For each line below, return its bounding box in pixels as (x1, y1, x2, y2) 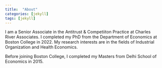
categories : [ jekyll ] (5, 11, 49, 16)
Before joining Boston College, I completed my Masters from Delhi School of (5, 54, 157, 59)
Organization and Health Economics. (5, 44, 78, 50)
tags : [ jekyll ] (5, 16, 36, 21)
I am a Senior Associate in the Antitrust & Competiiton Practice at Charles (5, 29, 151, 35)
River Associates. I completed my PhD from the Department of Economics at (5, 34, 157, 40)
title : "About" (5, 7, 38, 12)
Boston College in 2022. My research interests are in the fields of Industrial (5, 39, 155, 45)
